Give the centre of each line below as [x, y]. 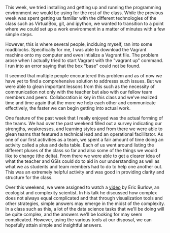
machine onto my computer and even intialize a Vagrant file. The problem [82, 55]
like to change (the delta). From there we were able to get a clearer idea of [83, 156]
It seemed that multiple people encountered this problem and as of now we [84, 76]
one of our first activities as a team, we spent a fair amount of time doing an [84, 140]
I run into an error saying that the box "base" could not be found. [73, 66]
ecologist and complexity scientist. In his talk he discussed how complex [81, 193]
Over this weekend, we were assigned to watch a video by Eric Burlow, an [82, 187]
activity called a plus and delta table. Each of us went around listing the [80, 145]
